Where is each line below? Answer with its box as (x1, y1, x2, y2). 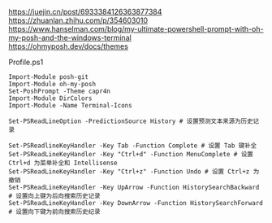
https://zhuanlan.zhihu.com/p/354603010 (8, 15, 149, 25)
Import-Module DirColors (8, 94, 93, 103)
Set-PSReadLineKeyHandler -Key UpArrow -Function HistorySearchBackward (8, 183, 260, 191)
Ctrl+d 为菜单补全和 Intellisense (8, 159, 118, 167)
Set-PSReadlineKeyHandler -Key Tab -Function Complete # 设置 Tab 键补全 (8, 142, 257, 150)
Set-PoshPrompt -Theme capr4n (8, 87, 111, 95)
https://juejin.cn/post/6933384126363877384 (8, 7, 162, 16)
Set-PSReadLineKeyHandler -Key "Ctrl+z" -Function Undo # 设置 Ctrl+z (8, 168, 250, 176)
